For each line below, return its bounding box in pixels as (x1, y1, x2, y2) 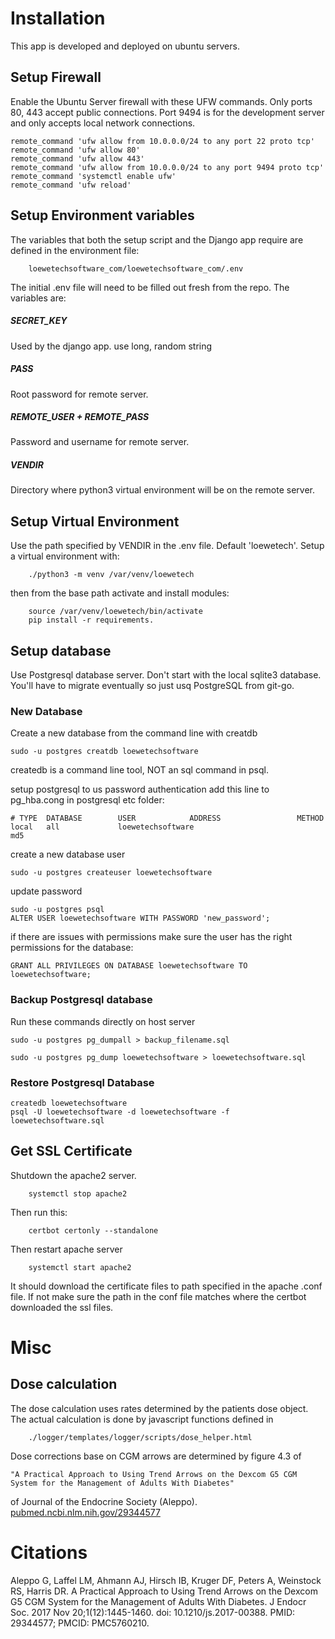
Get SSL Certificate (10, 1143, 133, 1160)
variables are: (10, 292, 67, 304)
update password (10, 885, 83, 897)
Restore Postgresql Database (10, 1075, 155, 1089)
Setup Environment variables (10, 207, 195, 224)
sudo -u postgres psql (10, 905, 105, 915)
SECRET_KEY (10, 315, 68, 327)
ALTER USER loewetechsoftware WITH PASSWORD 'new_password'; (10, 913, 271, 924)
